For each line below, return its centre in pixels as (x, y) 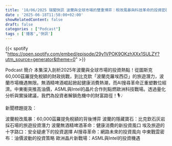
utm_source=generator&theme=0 (40, 59)
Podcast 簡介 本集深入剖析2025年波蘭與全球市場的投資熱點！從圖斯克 (79, 70)
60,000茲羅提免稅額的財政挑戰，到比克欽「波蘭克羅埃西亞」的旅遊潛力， (82, 76)
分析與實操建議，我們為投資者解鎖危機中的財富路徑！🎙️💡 (64, 96)
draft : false (19, 24)
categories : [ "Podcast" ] (33, 29)
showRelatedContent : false (34, 19)
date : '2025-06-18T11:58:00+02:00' (44, 15)
